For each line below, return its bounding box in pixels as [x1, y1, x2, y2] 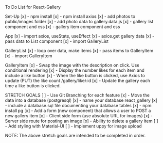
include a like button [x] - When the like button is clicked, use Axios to [5, 73, 145, 78]
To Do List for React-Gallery [5, 4, 61, 10]
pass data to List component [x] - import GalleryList [5, 38, 109, 44]
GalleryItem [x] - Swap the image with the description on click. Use [5, 63, 140, 68]
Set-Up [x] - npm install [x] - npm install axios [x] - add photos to [5, 14, 135, 19]
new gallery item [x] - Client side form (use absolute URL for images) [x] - [5, 113, 153, 118]
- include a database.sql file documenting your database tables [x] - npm [5, 103, 152, 108]
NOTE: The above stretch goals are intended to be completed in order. [5, 133, 146, 138]
